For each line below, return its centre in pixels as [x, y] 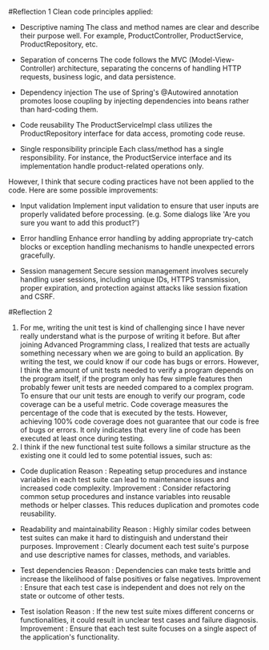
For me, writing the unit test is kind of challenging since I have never [132, 327]
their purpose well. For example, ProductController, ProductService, [132, 36]
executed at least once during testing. [82, 438]
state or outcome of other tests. [72, 596]
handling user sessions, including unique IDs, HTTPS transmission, [130, 279]
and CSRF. [37, 297]
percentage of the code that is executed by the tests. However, [124, 413]
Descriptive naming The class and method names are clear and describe [140, 27]
